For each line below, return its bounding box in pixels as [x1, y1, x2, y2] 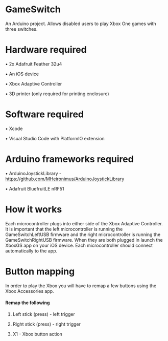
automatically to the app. [5, 247, 58, 254]
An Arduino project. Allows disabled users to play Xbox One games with [5, 20, 157, 27]
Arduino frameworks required [5, 154, 134, 165]
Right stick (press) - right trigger [12, 321, 81, 327]
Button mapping [5, 265, 75, 277]
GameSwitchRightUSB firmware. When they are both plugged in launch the [5, 237, 163, 243]
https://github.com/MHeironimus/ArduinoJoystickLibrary [5, 176, 125, 182]
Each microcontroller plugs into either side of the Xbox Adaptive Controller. [5, 220, 163, 226]
